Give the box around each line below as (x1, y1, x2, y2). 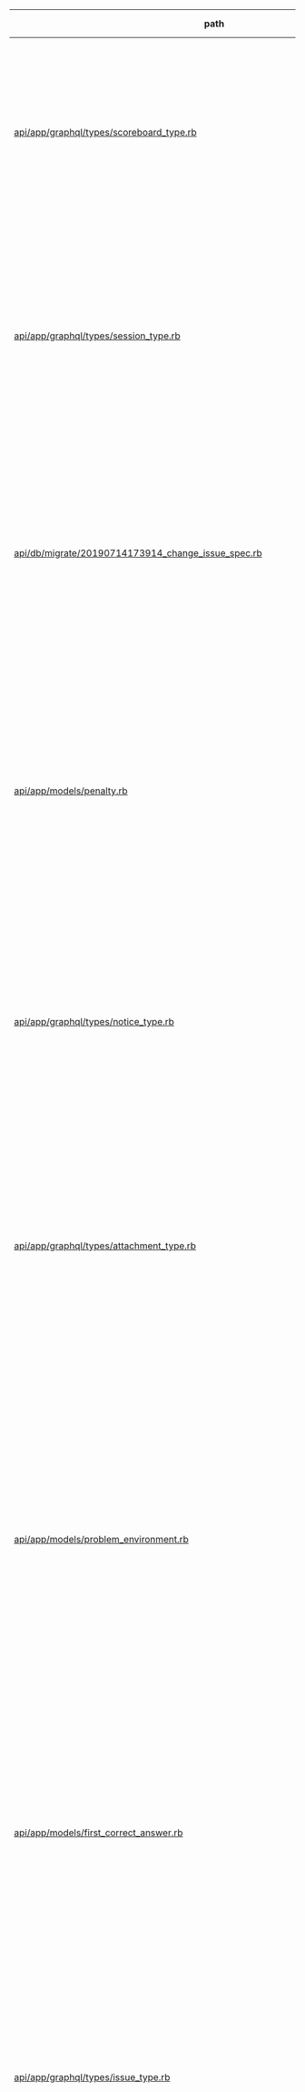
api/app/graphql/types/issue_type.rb (14, 2071, 171, 2083)
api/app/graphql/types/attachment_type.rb (14, 1239, 197, 1252)
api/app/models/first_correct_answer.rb (14, 1826, 183, 1839)
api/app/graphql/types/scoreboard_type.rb (14, 126, 197, 138)
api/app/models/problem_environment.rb (14, 1533, 189, 1545)
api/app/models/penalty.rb (14, 784, 129, 797)
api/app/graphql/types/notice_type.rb (14, 1016, 175, 1027)
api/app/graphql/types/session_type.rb (14, 329, 182, 342)
